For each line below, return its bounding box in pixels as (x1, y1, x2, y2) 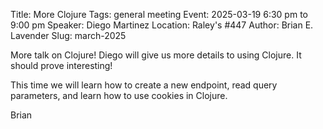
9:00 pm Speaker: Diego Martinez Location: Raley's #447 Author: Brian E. (10, 19, 314, 31)
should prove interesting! (10, 60, 113, 71)
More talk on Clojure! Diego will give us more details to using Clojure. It (10, 49, 302, 61)
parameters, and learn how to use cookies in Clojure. (10, 90, 228, 101)
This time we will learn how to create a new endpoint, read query (10, 79, 278, 91)
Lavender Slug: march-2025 (10, 30, 127, 41)
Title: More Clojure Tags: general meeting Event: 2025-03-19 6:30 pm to (10, 9, 308, 20)
